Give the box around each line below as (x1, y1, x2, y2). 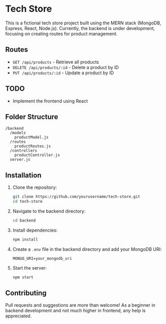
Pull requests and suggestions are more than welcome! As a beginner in (5, 302, 156, 308)
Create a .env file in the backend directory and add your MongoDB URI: (12, 246, 162, 252)
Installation (5, 171, 42, 179)
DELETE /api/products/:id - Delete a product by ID (12, 64, 119, 70)
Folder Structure (5, 112, 58, 121)
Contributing (5, 288, 47, 297)
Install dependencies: (12, 227, 58, 233)
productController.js (14, 153, 60, 158)
